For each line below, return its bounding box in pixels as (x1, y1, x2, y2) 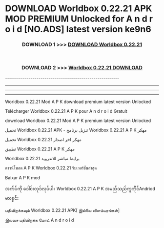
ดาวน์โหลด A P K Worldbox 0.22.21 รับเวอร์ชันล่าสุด (5, 165, 97, 171)
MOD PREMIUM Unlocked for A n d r (5, 13, 153, 24)
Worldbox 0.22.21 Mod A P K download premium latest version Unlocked (5, 99, 151, 104)
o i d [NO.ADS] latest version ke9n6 (5, 24, 151, 35)
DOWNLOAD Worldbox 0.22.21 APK (5, 3, 152, 14)
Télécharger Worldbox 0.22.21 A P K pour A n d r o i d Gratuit (5, 108, 128, 114)
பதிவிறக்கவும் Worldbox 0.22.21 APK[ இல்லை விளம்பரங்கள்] (5, 207, 120, 213)
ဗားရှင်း (5, 195, 19, 201)
